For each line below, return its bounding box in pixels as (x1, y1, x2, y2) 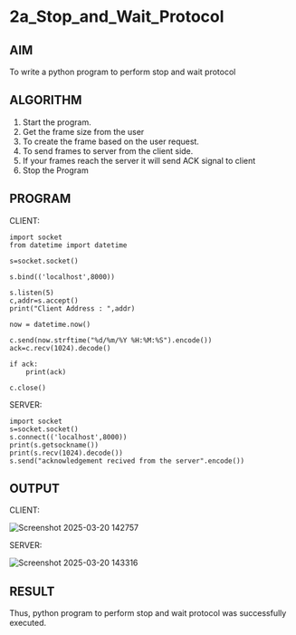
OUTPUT (9, 481, 61, 496)
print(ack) (25, 367, 67, 377)
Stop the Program (22, 165, 89, 176)
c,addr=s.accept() (9, 296, 79, 305)
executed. (9, 618, 47, 629)
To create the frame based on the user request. (22, 136, 199, 147)
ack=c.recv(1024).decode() (9, 343, 111, 352)
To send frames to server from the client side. (22, 145, 194, 156)
